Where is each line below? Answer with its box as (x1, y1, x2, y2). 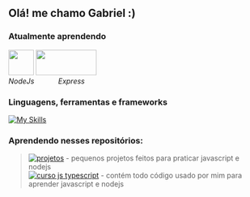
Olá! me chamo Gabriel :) (8, 6, 136, 20)
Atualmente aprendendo (8, 31, 107, 42)
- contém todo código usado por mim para (100, 170, 243, 181)
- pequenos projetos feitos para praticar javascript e (66, 153, 240, 163)
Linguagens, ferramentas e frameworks (8, 96, 168, 108)
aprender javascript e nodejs (28, 179, 124, 189)
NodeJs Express (8, 76, 85, 86)
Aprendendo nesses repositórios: (8, 135, 143, 146)
